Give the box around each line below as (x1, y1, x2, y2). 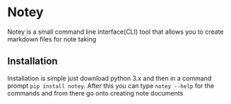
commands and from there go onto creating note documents (7, 89, 184, 97)
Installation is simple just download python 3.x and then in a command (7, 74, 212, 82)
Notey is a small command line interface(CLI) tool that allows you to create (7, 27, 224, 36)
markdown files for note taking (7, 34, 97, 43)
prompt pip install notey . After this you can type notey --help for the (7, 82, 214, 90)
